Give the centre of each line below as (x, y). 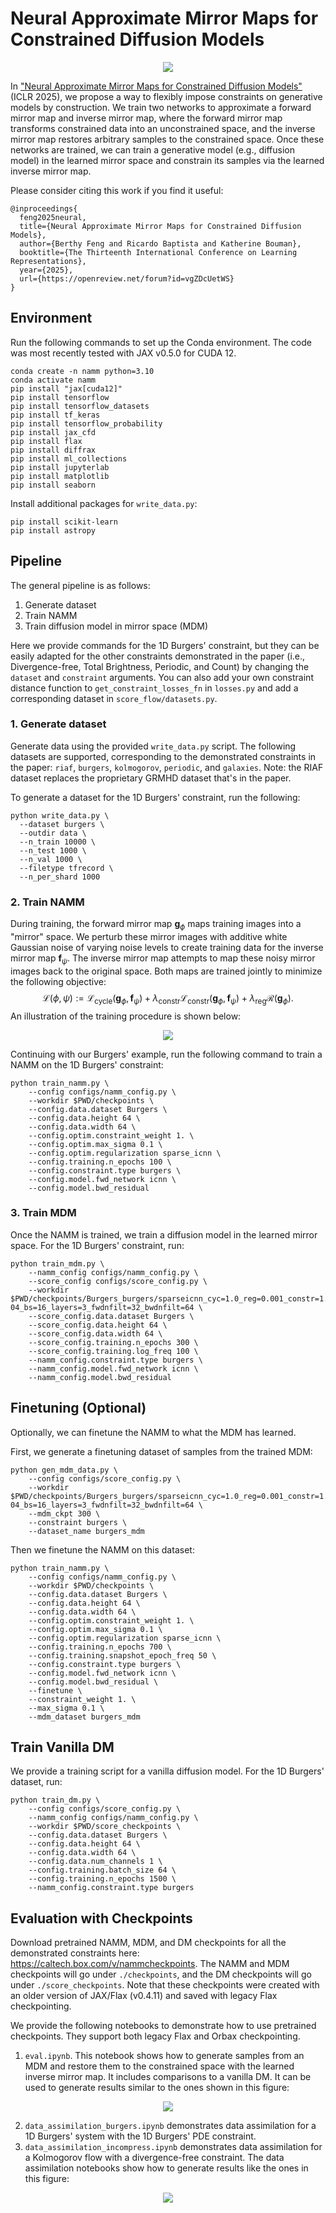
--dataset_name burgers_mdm (86, 1531)
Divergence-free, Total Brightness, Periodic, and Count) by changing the (160, 666)
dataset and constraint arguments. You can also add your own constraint (162, 677)
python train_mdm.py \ (57, 1263)
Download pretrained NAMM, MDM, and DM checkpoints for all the (148, 1943)
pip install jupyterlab (60, 467)
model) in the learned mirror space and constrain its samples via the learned (167, 160)
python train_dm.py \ (55, 1800)
